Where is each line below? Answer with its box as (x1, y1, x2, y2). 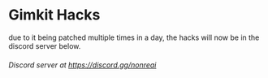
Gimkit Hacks (8, 6, 101, 24)
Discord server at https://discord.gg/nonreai (8, 59, 157, 70)
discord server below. (8, 41, 81, 50)
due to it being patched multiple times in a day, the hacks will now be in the (8, 32, 260, 42)
